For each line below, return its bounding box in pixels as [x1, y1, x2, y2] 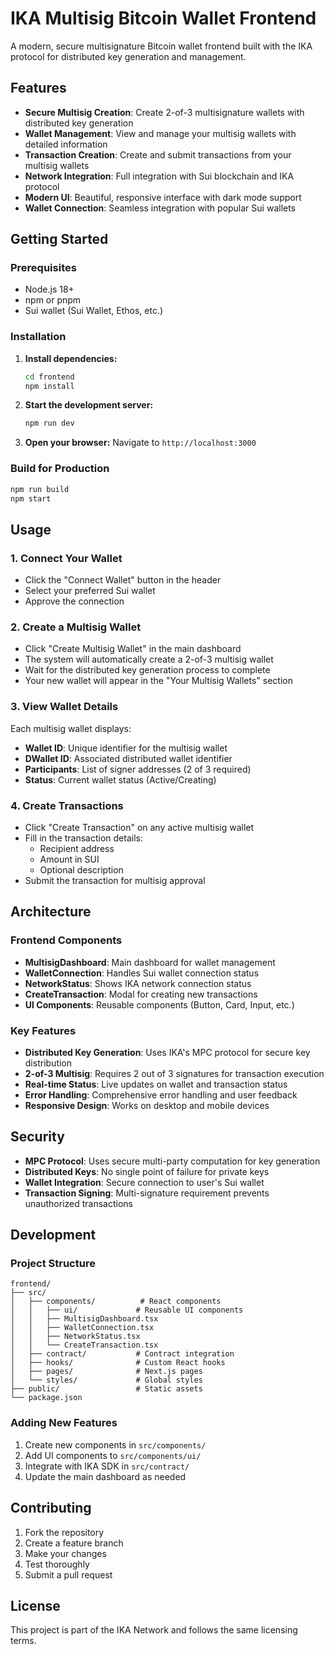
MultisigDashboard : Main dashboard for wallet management [24, 956, 276, 968]
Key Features [10, 1023, 77, 1037]
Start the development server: [24, 399, 154, 411]
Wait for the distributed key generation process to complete [24, 664, 271, 676]
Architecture [10, 903, 92, 921]
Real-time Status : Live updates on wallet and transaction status [24, 1078, 288, 1090]
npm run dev [24, 418, 75, 429]
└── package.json [10, 1393, 83, 1403]
